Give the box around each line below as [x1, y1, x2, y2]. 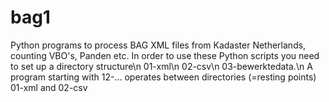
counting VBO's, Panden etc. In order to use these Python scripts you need [10, 49, 320, 61]
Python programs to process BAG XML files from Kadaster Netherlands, [10, 39, 307, 51]
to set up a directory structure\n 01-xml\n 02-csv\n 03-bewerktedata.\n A [10, 60, 313, 72]
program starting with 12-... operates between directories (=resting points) [10, 71, 317, 83]
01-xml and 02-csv [10, 81, 88, 93]
